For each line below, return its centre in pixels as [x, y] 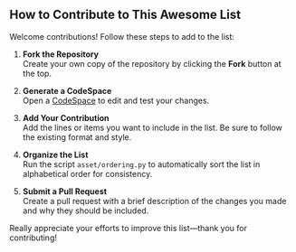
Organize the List [55, 154]
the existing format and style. [77, 137]
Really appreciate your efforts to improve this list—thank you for [128, 228]
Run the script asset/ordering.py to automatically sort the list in [141, 164]
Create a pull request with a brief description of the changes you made [154, 201]
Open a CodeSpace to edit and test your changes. [116, 100]
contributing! [33, 238]
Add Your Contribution [66, 117]
